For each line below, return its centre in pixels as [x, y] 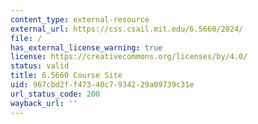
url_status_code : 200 [55, 94]
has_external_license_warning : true [86, 47]
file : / [26, 38]
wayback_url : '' [44, 103]
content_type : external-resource [80, 19]
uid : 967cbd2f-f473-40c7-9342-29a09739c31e [102, 85]
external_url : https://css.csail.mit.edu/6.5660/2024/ [127, 29]
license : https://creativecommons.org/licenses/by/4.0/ [129, 57]
